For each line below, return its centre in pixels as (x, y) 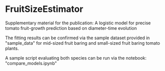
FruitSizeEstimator (44, 9)
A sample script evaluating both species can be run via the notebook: (76, 58)
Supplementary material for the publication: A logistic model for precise (78, 23)
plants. (12, 48)
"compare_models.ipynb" (31, 63)
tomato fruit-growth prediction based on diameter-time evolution (71, 28)
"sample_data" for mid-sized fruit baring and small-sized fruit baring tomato (82, 43)
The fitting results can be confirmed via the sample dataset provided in (78, 38)
